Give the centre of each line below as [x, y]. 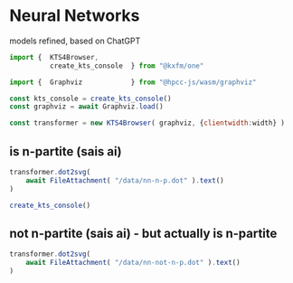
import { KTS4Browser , [54, 57]
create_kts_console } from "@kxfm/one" [127, 66]
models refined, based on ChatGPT [75, 41]
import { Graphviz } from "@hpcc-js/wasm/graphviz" [133, 82]
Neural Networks [75, 16]
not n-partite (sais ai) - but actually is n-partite [143, 233]
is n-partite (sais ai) [66, 151]
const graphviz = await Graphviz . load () [87, 107]
